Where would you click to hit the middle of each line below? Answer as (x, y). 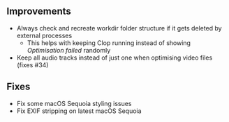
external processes (44, 35)
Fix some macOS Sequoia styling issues (74, 103)
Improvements (39, 11)
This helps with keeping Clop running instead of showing (109, 43)
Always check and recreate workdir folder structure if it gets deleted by (119, 28)
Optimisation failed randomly (69, 50)
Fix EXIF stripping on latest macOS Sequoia (79, 111)
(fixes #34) (32, 64)
